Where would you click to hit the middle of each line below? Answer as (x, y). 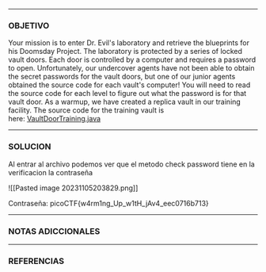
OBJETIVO (29, 25)
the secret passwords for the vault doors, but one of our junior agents (122, 77)
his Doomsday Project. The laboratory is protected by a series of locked (125, 52)
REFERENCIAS (36, 261)
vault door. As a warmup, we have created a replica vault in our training (125, 102)
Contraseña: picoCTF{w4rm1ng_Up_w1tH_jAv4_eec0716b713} (109, 203)
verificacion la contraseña (51, 172)
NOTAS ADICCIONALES (54, 231)
